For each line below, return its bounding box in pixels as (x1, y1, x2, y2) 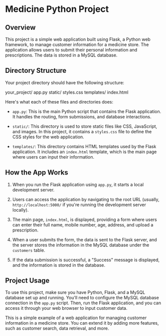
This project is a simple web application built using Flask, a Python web (5, 36, 151, 42)
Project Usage (5, 277, 50, 285)
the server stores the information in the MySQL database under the (12, 242, 150, 248)
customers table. (12, 247, 46, 253)
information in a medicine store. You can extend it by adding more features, (5, 320, 159, 326)
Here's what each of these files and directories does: (5, 99, 113, 105)
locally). (12, 207, 29, 213)
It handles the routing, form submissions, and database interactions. (12, 113, 152, 119)
